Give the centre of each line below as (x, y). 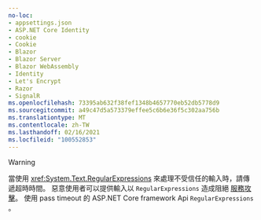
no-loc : (21, 15)
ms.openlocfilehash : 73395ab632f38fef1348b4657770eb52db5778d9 (114, 103)
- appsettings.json (40, 23)
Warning (22, 162)
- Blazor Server (35, 60)
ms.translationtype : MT (47, 118)
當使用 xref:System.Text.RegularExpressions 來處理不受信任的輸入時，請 (126, 178)
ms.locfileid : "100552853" (52, 139)
